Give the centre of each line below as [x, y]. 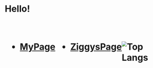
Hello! [17, 9]
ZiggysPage [96, 47]
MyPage [37, 47]
